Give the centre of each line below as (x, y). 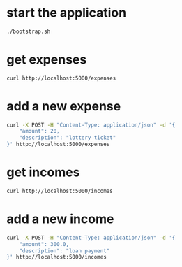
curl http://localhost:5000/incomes (60, 191)
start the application (67, 13)
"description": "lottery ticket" (68, 138)
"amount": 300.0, (44, 244)
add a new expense (64, 106)
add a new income (60, 219)
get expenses (47, 59)
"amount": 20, (39, 131)
